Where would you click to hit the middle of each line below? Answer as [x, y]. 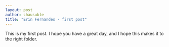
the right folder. [21, 39]
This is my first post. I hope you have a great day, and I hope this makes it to [85, 34]
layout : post [19, 10]
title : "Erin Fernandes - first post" [46, 19]
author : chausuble [25, 15]
